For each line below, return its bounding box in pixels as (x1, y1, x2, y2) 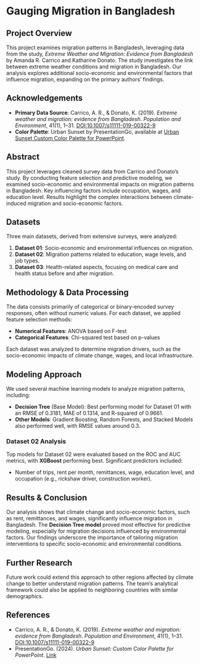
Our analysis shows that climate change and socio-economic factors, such (6, 508, 190, 516)
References (6, 610, 50, 620)
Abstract (6, 152, 40, 162)
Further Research (6, 557, 73, 568)
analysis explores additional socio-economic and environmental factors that (6, 70, 193, 76)
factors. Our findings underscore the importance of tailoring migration (6, 534, 178, 541)
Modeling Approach (6, 369, 82, 379)
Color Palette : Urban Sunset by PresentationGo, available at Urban (14, 128, 180, 135)
